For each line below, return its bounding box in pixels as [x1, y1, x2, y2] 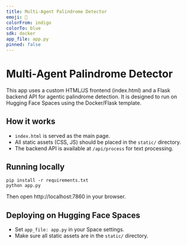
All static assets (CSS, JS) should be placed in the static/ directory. [14, 138, 182, 146]
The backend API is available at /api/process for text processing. [14, 144, 173, 151]
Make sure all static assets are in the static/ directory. [14, 232, 149, 240]
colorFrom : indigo [6, 20, 51, 25]
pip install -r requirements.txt [6, 178, 89, 183]
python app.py [6, 183, 41, 189]
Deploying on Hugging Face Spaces [6, 210, 141, 220]
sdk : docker [6, 31, 36, 37]
